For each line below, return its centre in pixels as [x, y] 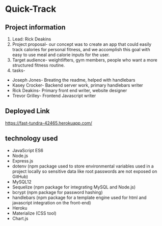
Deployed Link [27, 111]
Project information [35, 27]
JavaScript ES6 [28, 150]
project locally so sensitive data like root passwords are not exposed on [85, 171]
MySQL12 [22, 182]
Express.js [23, 161]
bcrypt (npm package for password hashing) [57, 192]
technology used [31, 139]
